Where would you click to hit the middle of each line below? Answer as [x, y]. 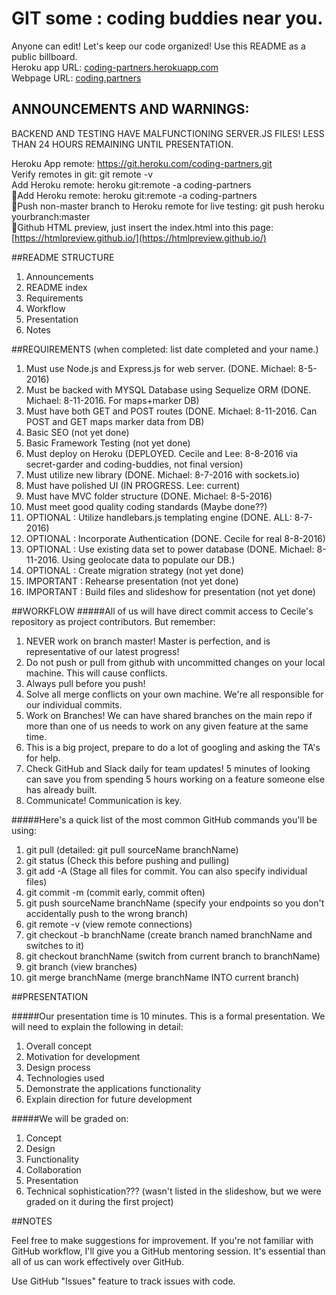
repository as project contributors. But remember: [113, 621]
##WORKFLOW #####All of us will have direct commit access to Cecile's [162, 611]
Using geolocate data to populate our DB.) [148, 559]
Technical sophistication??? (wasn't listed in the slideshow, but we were [173, 1191]
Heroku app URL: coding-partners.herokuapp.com [115, 67]
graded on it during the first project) [99, 1201]
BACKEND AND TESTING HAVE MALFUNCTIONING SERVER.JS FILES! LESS [168, 133]
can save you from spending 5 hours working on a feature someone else [175, 779]
